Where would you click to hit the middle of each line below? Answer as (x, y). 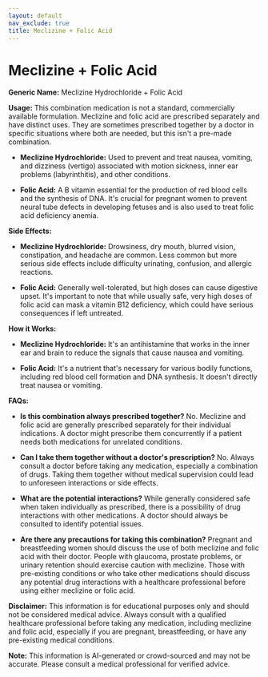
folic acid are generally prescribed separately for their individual (125, 425)
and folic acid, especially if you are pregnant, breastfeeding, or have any (127, 632)
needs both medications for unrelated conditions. (101, 442)
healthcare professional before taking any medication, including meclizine (130, 623)
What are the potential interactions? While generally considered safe (135, 498)
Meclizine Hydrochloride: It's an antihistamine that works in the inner (135, 345)
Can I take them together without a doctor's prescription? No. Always (137, 457)
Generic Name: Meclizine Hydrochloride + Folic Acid (95, 92)
